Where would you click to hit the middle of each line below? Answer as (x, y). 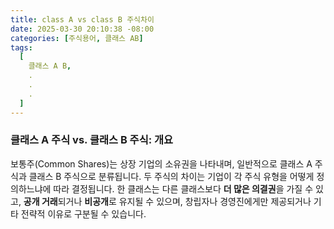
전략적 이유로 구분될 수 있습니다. (83, 213)
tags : (21, 47)
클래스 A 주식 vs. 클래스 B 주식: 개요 (92, 140)
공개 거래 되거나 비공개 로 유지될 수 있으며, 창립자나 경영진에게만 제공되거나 (167, 201)
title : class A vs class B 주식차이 (82, 19)
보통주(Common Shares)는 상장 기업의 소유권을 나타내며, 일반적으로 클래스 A (161, 163)
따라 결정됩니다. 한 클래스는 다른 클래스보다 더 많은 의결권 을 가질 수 (183, 188)
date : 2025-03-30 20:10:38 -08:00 (82, 29)
